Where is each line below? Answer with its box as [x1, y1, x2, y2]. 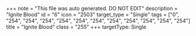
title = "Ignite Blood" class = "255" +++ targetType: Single [6, 23, 147, 30]
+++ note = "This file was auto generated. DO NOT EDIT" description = [6, 5, 178, 12]
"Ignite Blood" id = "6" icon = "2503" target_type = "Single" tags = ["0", [6, 11, 180, 18]
